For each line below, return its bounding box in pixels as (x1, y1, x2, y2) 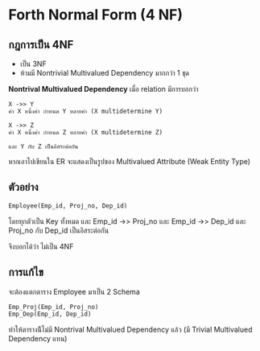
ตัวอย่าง (8, 180, 39, 194)
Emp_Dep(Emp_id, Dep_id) (8, 310, 92, 319)
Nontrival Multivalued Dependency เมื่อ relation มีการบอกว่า (8, 85, 199, 93)
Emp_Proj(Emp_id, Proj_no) (8, 303, 99, 311)
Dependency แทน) (8, 334, 68, 344)
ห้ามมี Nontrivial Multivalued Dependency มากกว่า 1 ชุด (19, 68, 190, 77)
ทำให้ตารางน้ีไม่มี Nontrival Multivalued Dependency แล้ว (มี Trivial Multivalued (8, 324, 253, 335)
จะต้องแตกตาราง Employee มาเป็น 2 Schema (8, 287, 141, 296)
